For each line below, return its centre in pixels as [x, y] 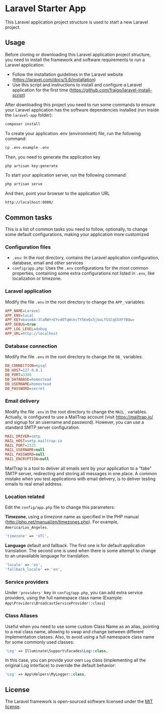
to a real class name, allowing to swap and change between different [74, 631]
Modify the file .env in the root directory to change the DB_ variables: [74, 357]
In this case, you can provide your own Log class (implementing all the [75, 660]
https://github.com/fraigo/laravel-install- [111, 90]
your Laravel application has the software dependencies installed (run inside [82, 110]
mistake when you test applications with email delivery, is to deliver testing [80, 479]
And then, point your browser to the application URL [58, 193]
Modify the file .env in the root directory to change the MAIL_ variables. [76, 412]
